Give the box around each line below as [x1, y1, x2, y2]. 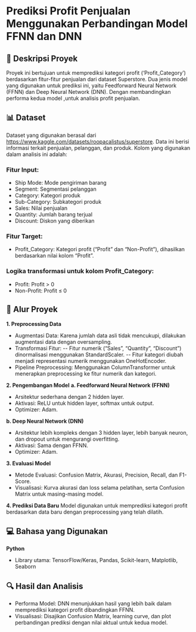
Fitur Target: [6, 232, 43, 240]
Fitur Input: [6, 166, 39, 174]
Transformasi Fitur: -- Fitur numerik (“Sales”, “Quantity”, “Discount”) [14, 344, 182, 352]
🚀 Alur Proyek [6, 304, 58, 315]
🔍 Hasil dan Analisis [6, 581, 83, 591]
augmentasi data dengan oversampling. [14, 338, 112, 345]
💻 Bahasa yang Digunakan [6, 526, 108, 536]
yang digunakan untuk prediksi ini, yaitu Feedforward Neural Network [6, 82, 177, 89]
